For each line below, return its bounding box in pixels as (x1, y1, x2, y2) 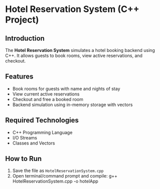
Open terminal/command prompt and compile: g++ (12, 173, 117, 179)
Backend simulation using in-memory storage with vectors (12, 101, 133, 107)
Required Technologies (5, 116, 79, 124)
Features (5, 72, 33, 81)
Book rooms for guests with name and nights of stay (12, 85, 120, 91)
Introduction (5, 34, 45, 42)
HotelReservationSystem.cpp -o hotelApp (12, 178, 98, 184)
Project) (5, 14, 39, 25)
